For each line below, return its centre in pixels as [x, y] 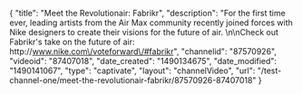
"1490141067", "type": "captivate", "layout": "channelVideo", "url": [132, 70]
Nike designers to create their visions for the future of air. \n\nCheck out [144, 32]
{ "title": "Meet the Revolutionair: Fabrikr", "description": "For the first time [147, 13]
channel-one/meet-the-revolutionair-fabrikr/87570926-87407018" [133, 80]
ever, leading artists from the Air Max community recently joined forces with [151, 23]
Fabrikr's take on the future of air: [72, 42]
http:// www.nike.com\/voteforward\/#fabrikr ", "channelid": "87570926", [143, 52]
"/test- [269, 70]
